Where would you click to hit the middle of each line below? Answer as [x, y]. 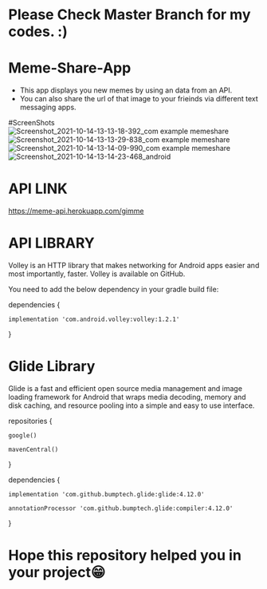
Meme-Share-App [70, 68]
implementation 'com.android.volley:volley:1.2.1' [94, 319]
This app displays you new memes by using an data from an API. [126, 90]
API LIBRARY [52, 243]
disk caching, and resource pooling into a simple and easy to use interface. [132, 405]
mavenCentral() [33, 449]
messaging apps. [48, 107]
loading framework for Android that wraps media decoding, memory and [127, 397]
